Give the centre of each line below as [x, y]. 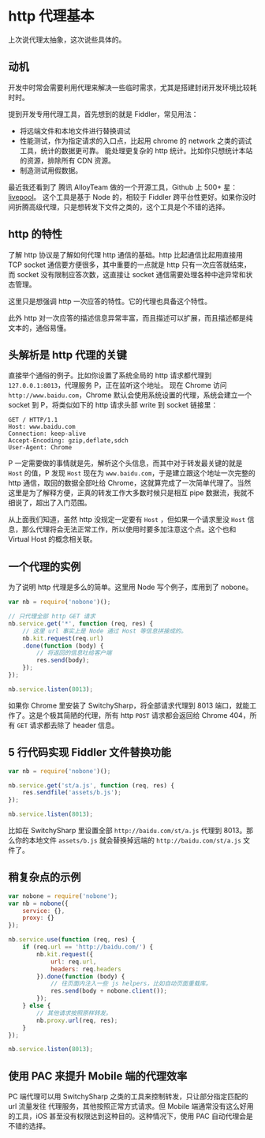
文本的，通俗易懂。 [39, 328]
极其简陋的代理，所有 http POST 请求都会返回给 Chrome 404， [149, 715]
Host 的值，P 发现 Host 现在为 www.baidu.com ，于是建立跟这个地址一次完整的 [132, 473]
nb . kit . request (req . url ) [63, 638]
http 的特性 [35, 234]
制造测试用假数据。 [51, 170]
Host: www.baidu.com [42, 427]
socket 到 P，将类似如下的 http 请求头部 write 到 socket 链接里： [113, 405]
